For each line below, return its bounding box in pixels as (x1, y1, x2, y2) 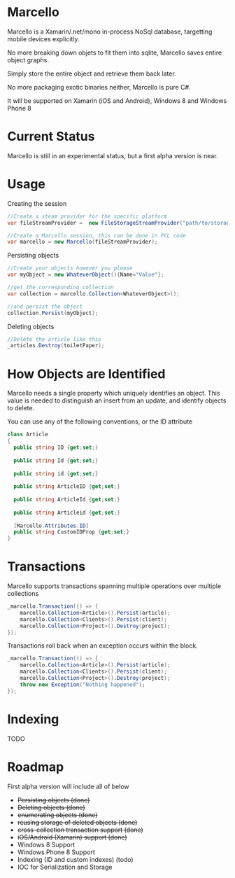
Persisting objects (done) (17, 795, 90, 804)
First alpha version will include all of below (7, 782, 129, 790)
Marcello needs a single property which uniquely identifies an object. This (7, 389, 220, 398)
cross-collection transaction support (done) (17, 825, 143, 834)
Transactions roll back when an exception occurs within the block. (7, 641, 198, 650)
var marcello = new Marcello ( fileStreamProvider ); (7, 239, 158, 246)
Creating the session (7, 199, 67, 207)
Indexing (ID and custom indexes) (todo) (17, 855, 134, 863)
